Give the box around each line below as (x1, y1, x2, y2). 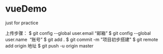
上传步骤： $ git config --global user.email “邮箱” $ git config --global (5, 30, 151, 36)
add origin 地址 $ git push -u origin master (5, 42, 94, 48)
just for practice (5, 20, 39, 26)
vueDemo (5, 3, 47, 15)
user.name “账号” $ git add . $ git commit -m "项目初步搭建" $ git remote (5, 36, 158, 42)
